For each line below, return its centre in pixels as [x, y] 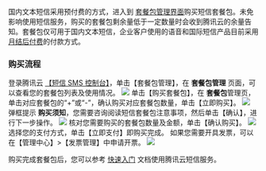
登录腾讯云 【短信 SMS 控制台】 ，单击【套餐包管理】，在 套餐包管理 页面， [129, 83]
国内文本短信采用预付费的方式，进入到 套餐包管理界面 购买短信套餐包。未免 [131, 12]
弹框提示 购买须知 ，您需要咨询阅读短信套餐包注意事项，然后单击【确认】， [129, 113]
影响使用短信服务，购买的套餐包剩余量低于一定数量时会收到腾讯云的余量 [126, 21]
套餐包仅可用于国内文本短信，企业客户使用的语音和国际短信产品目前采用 [140, 31]
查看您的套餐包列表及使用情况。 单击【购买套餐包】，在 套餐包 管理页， [135, 93]
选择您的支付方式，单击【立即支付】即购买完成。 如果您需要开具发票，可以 [131, 133]
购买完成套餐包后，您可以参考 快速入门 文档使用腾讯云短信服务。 [114, 159]
